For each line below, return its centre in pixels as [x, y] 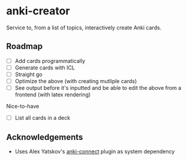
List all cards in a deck [43, 118]
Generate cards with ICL [45, 68]
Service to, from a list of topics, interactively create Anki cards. [84, 28]
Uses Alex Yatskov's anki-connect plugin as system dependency [95, 151]
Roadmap [25, 46]
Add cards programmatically [50, 60]
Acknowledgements [45, 137]
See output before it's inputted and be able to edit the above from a [98, 88]
